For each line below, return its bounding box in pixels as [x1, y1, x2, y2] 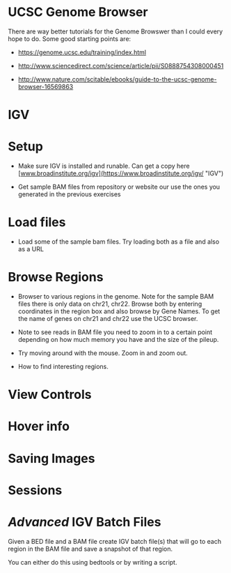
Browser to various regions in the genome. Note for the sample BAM [17, 292, 214, 300]
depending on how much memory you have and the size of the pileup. [17, 335, 219, 343]
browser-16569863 [17, 82, 74, 91]
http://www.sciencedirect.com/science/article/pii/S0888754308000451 [17, 61, 224, 70]
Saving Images [8, 450, 95, 466]
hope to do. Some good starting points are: [8, 34, 132, 42]
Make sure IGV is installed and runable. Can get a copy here [17, 162, 190, 171]
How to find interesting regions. [17, 362, 109, 370]
